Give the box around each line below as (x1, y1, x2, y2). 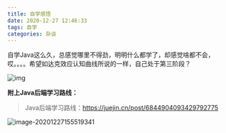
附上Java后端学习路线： (7, 88, 78, 97)
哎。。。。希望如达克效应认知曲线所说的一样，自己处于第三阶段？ (7, 60, 191, 68)
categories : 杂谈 (7, 30, 57, 38)
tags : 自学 (7, 23, 38, 31)
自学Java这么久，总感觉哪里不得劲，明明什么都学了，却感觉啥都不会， (7, 50, 215, 59)
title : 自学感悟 (7, 10, 51, 18)
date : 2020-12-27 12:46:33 (7, 17, 87, 24)
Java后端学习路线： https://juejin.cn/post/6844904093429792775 (24, 104, 219, 112)
